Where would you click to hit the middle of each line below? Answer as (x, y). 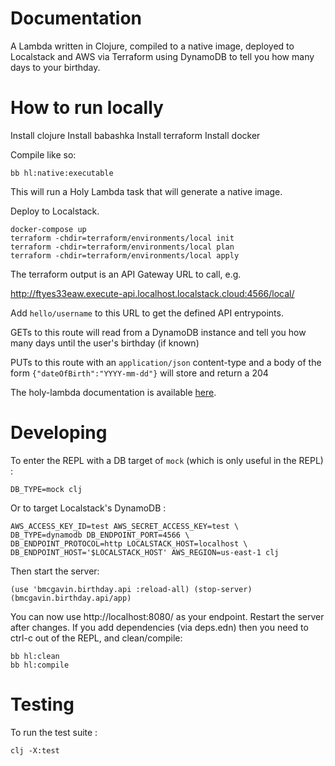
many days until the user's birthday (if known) (105, 343)
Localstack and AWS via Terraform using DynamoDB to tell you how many (162, 56)
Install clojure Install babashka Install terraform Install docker (135, 135)
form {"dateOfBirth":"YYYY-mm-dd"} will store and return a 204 (139, 373)
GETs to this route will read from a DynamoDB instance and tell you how (158, 332)
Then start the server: (55, 571)
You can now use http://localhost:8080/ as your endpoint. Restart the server (167, 616)
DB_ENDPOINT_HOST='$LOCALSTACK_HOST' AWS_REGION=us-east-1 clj (145, 552)
